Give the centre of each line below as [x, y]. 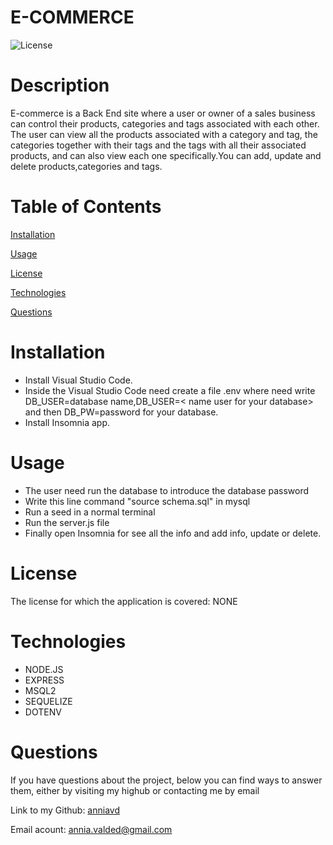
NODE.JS [44, 669]
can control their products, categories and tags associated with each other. [165, 123]
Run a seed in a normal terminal [90, 512]
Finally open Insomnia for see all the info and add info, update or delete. [173, 533]
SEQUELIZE [48, 701]
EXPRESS [44, 680]
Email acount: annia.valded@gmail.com [91, 829]
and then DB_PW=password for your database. [121, 412]
